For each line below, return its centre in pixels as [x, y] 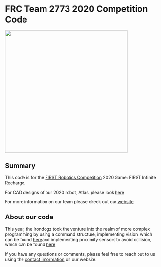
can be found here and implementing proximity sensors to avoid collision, [78, 239]
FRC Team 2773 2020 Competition [77, 9]
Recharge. [15, 183]
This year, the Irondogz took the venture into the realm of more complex [78, 229]
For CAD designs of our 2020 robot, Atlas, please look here [65, 192]
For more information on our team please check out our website [69, 201]
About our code [29, 217]
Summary [20, 166]
